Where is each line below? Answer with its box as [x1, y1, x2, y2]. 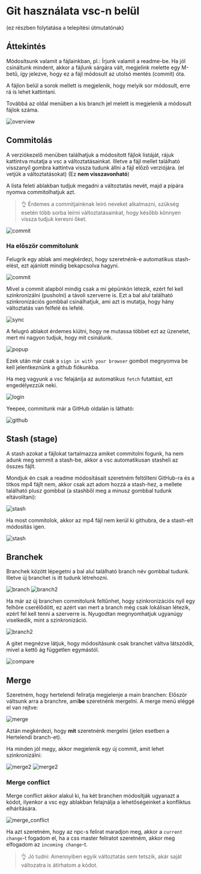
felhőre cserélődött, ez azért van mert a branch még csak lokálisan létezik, [6, 604, 191, 611]
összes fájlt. [6, 462, 36, 469]
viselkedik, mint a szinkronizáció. [6, 616, 88, 624]
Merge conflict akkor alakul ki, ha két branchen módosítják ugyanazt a [6, 792, 180, 799]
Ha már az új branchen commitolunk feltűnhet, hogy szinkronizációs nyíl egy [6, 597, 196, 604]
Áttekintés [6, 41, 46, 52]
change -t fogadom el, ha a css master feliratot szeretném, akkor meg [6, 834, 175, 842]
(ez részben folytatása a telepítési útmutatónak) [6, 24, 124, 31]
